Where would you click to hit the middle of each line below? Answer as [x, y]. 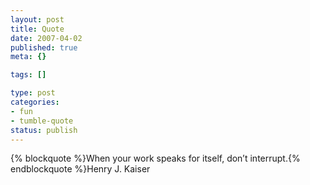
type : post [33, 93]
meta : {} [28, 57]
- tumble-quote [42, 121]
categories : [35, 102]
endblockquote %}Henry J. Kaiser [80, 169]
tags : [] [28, 75]
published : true [44, 47]
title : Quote [37, 29]
